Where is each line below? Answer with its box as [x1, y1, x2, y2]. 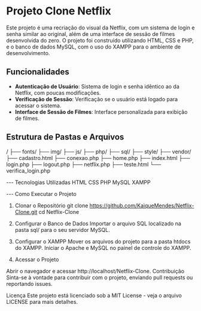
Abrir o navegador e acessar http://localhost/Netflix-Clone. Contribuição [6, 267, 184, 274]
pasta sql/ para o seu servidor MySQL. [14, 226, 110, 233]
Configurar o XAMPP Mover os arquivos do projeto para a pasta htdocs [14, 238, 191, 245]
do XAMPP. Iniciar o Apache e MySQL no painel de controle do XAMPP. [14, 244, 191, 251]
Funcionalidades [6, 67, 70, 77]
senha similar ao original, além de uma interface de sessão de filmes [6, 30, 175, 37]
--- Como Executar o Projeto [6, 190, 77, 197]
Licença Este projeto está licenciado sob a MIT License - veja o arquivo [6, 292, 182, 299]
